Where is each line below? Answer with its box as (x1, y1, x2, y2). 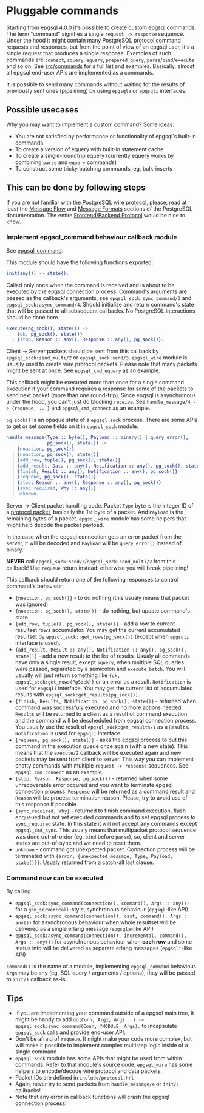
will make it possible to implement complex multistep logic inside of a (15, 1042, 188, 1049)
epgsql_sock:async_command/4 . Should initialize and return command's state (6, 301, 194, 308)
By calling (6, 888, 31, 895)
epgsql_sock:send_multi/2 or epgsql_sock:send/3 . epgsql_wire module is (6, 354, 188, 361)
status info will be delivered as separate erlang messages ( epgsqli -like (15, 945, 192, 952)
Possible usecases (6, 104, 79, 115)
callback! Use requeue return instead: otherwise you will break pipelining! (6, 564, 189, 571)
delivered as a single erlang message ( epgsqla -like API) (15, 925, 154, 933)
